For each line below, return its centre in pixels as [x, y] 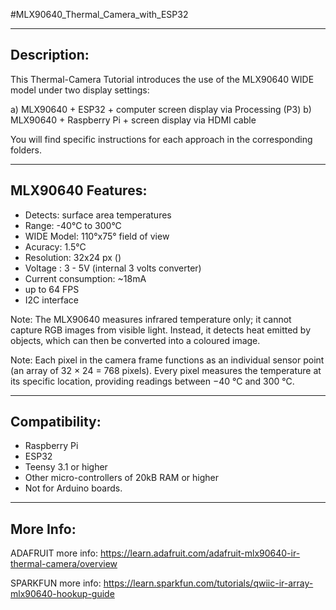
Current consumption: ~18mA [85, 278]
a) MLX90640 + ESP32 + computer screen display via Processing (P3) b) [161, 109]
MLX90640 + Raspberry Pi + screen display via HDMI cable [133, 120]
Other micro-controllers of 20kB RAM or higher [121, 478]
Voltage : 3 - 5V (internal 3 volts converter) [113, 268]
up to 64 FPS [52, 289]
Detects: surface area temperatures [98, 215]
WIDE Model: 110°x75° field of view [97, 236]
